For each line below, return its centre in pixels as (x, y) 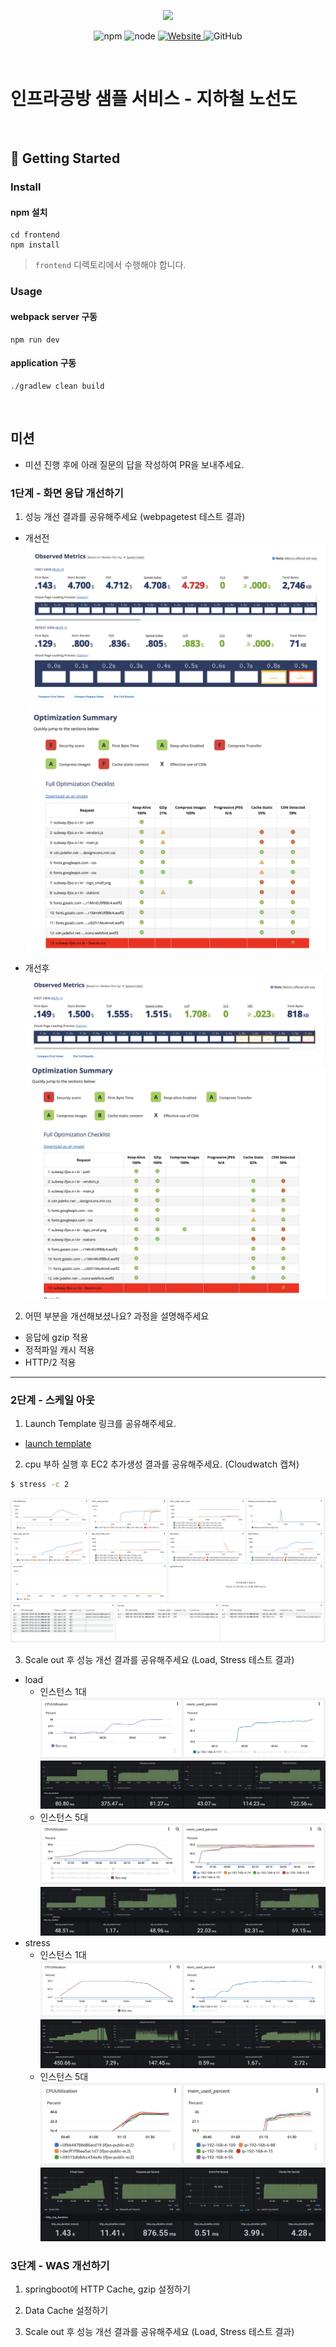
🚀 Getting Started (65, 158)
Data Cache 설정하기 (66, 2310)
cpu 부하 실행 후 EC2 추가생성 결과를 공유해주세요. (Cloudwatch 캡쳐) (162, 1464)
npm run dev (35, 340)
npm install (35, 245)
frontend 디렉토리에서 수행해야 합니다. (110, 265)
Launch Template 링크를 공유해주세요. (100, 1424)
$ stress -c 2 (40, 1485)
